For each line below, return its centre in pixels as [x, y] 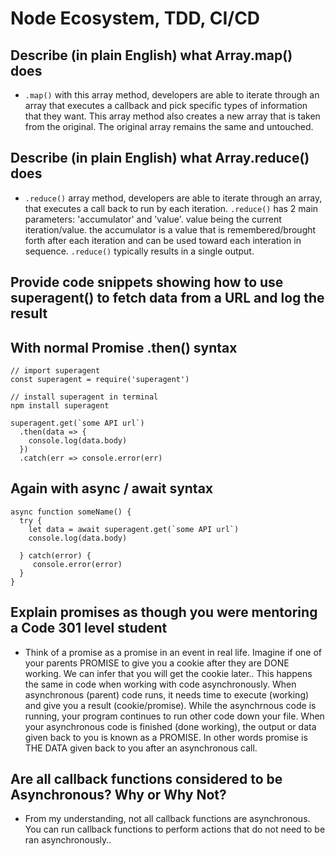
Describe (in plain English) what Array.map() [151, 55]
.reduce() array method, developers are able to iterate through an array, [173, 198]
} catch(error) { [55, 555]
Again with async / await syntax [112, 488]
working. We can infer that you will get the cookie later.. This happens [168, 673]
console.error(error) [77, 564]
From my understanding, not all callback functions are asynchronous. [167, 819]
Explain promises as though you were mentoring [164, 612]
